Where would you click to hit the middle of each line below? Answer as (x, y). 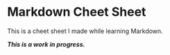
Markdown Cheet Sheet (77, 12)
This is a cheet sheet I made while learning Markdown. (85, 31)
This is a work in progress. (46, 44)
